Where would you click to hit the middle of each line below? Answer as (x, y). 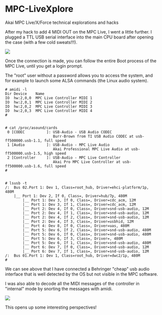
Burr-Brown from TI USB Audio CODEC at (93, 136)
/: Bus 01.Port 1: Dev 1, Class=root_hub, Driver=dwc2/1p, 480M (72, 256)
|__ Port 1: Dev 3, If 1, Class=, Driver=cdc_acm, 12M (79, 204)
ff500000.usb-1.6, (24, 166)
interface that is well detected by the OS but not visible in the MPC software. (81, 274)
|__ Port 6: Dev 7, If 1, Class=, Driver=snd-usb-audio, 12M (86, 251)
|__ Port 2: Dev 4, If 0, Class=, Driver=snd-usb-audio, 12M (86, 209)
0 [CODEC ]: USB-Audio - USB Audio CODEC (59, 132)
